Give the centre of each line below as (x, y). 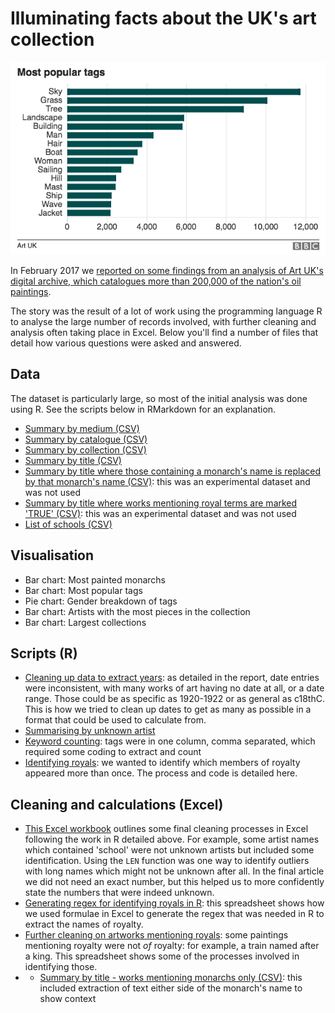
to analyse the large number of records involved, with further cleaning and (163, 321)
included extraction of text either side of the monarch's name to (171, 988)
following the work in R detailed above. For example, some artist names (172, 839)
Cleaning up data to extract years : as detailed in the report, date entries (172, 678)
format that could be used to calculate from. (115, 720)
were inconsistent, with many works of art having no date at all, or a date (174, 688)
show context (68, 999)
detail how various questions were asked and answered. (126, 343)
